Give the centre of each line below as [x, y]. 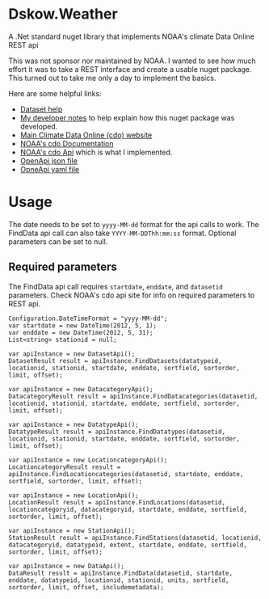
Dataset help [41, 109]
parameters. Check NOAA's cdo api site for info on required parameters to [132, 295]
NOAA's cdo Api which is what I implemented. [96, 152]
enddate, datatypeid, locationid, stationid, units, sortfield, [119, 580]
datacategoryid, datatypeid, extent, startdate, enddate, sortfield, [128, 545]
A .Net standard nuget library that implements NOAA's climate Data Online [131, 36]
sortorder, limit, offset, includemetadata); [86, 587]
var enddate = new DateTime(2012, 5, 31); [81, 332]
